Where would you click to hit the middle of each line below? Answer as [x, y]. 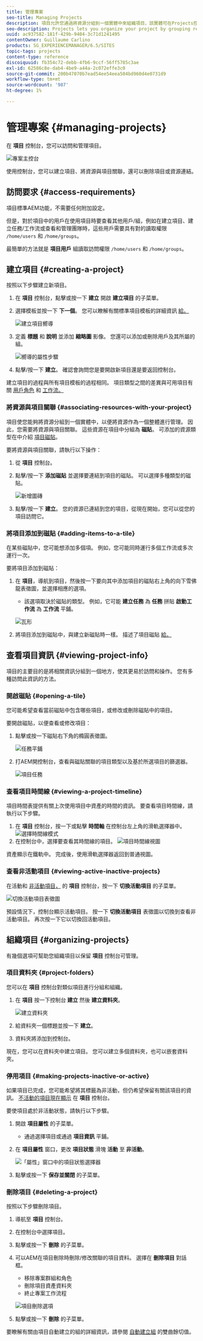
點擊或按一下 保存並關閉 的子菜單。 [59, 1175]
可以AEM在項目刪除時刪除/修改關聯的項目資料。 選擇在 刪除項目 [95, 1258]
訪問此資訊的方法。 [35, 678]
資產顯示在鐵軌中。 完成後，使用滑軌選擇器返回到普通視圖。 [81, 854]
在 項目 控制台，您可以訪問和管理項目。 [55, 145]
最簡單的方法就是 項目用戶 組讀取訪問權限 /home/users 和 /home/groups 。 [97, 248]
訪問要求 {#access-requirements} [71, 192]
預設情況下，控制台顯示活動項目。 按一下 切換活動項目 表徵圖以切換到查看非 [101, 911]
